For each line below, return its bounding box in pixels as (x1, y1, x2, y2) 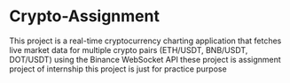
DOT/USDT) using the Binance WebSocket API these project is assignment (9, 54, 281, 64)
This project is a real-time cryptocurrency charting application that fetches (9, 35, 282, 46)
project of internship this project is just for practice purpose (9, 64, 228, 74)
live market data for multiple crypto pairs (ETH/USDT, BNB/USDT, (9, 44, 248, 55)
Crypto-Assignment (9, 6, 160, 26)
